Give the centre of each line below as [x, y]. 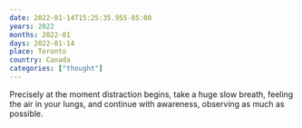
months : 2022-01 [40, 34]
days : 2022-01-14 [42, 43]
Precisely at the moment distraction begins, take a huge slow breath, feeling [151, 94]
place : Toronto [38, 52]
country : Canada [40, 60]
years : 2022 [32, 26]
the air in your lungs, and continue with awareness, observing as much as [147, 103]
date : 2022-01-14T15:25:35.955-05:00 [81, 18]
